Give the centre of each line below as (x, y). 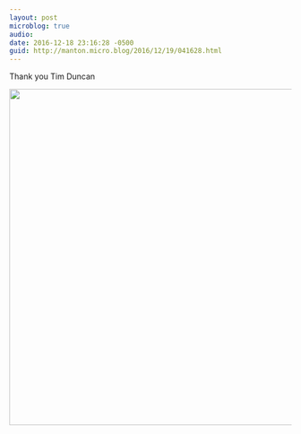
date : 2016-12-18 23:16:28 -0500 (72, 43)
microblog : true (39, 26)
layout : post (34, 17)
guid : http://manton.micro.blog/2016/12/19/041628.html (116, 51)
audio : (21, 34)
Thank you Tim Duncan (52, 76)
